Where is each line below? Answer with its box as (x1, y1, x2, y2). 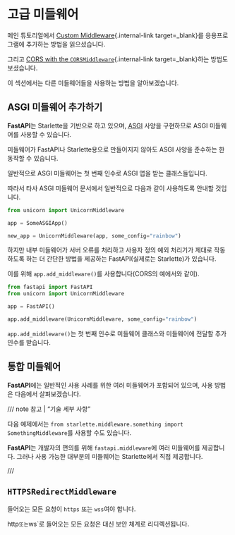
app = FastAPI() (7, 303, 55, 310)
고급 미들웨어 (7, 6, 79, 23)
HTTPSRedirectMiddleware (7, 487, 117, 497)
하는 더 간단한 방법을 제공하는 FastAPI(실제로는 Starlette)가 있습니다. (25, 254, 217, 263)
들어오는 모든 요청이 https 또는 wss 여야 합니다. (7, 505, 136, 513)
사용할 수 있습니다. (20, 130, 72, 138)
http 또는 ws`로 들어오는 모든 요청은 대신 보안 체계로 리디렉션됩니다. (7, 519, 189, 528)
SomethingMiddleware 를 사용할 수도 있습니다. (7, 428, 132, 437)
